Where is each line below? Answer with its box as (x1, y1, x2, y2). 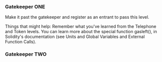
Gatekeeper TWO (5, 51, 47, 58)
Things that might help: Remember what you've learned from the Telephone (5, 24, 157, 29)
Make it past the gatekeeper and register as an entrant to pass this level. (5, 14, 149, 20)
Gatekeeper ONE (5, 3, 45, 10)
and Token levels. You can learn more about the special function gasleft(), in (5, 29, 157, 35)
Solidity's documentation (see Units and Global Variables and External (5, 34, 145, 39)
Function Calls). (5, 39, 36, 45)
